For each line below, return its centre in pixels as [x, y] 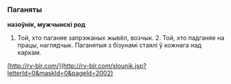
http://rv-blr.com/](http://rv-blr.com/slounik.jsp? [78, 66]
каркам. [29, 52]
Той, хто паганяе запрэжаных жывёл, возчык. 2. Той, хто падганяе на [121, 38]
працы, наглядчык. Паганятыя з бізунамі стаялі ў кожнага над [109, 45]
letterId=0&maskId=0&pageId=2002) [60, 73]
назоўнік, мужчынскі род [46, 25]
